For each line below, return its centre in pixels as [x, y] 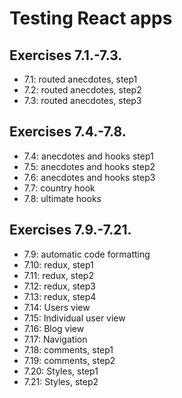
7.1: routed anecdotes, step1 [80, 79]
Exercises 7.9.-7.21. [70, 230]
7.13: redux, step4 [60, 296]
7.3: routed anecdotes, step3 [82, 100]
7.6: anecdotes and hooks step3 [89, 177]
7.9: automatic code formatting [87, 254]
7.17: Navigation [55, 339]
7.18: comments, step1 [68, 349]
